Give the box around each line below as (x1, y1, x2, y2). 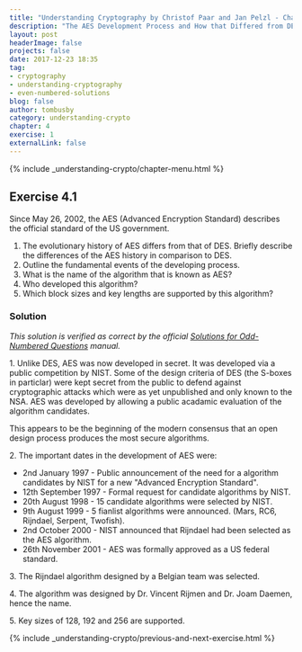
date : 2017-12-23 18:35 (9, 55, 99, 64)
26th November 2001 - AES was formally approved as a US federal (22, 543, 270, 554)
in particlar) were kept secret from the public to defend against (9, 377, 242, 388)
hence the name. (9, 597, 72, 608)
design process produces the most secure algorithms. (9, 433, 209, 443)
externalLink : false (9, 138, 87, 147)
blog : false (9, 96, 54, 106)
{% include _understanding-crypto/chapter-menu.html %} (9, 163, 225, 174)
